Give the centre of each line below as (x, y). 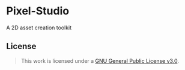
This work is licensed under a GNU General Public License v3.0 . (100, 60)
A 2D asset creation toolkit (39, 28)
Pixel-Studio (38, 11)
